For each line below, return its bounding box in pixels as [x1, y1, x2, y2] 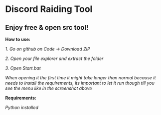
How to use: [5, 36, 31, 42]
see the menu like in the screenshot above [5, 85, 92, 91]
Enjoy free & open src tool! [5, 23, 89, 32]
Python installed [5, 105, 39, 110]
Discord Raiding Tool [5, 3, 93, 15]
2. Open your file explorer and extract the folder [5, 56, 104, 61]
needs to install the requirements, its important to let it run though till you [5, 80, 155, 86]
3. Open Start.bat [5, 65, 41, 71]
